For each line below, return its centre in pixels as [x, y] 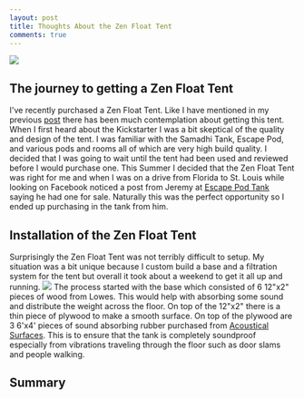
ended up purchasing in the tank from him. [89, 207]
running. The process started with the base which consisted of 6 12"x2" [149, 287]
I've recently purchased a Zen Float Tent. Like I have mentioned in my [139, 111]
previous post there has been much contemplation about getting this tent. [147, 120]
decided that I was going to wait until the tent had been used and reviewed [149, 159]
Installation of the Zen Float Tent [103, 235]
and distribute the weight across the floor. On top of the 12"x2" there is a [145, 306]
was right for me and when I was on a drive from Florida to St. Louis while [147, 178]
